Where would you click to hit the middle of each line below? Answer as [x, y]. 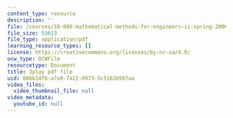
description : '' [31, 20]
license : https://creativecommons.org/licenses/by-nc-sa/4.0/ [99, 53]
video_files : [26, 85]
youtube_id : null [38, 104]
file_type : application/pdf [48, 40]
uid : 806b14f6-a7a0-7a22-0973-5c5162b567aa [71, 78]
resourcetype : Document [42, 65]
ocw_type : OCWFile [34, 59]
